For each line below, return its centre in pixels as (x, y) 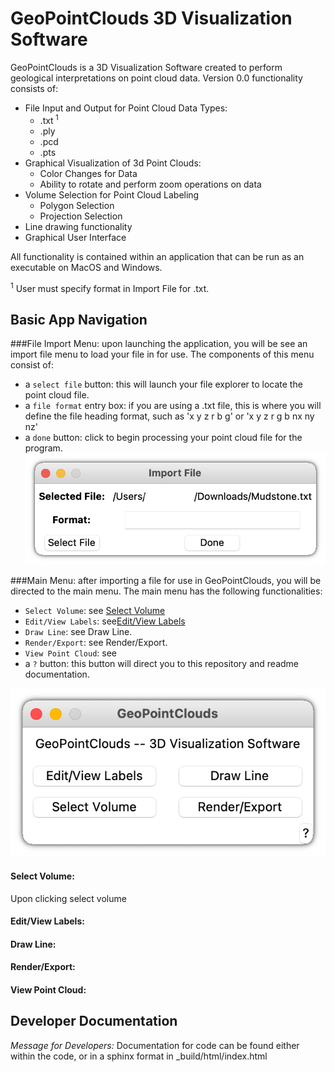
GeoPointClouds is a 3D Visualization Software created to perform (146, 67)
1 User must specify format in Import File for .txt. (110, 287)
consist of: (32, 365)
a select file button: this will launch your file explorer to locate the (163, 384)
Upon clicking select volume (68, 898)
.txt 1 (49, 119)
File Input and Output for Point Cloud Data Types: (126, 108)
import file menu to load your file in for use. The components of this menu (162, 354)
